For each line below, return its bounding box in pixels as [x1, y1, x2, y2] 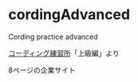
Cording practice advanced [8, 32, 98, 41]
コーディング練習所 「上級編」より [8, 48, 120, 57]
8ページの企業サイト [8, 65, 76, 75]
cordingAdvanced [8, 6, 130, 24]
